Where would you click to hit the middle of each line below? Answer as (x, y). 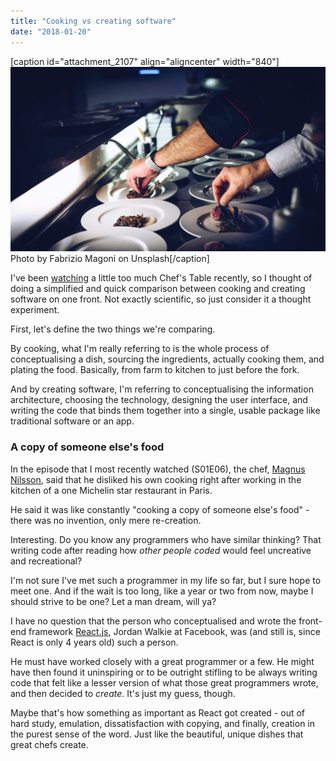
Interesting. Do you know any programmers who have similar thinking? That (166, 539)
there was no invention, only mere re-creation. (106, 520)
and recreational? (46, 561)
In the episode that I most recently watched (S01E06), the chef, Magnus (158, 469)
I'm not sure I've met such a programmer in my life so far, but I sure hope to (166, 580)
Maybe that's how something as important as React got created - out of (158, 712)
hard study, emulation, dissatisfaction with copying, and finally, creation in (162, 723)
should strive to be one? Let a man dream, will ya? (113, 601)
